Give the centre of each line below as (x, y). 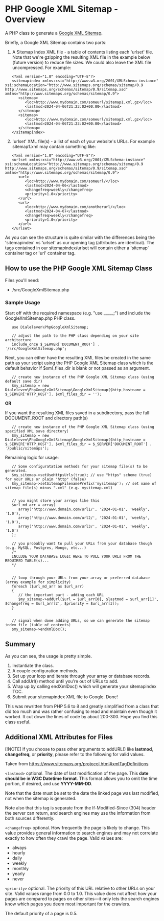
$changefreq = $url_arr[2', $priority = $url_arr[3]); (62, 604)
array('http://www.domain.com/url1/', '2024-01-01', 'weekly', (84, 509)
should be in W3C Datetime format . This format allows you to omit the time (81, 778)
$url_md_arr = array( (34, 505)
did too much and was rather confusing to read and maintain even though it (81, 711)
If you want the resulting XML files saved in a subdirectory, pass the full (77, 413)
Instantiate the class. (33, 665)
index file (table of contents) (38, 625)
